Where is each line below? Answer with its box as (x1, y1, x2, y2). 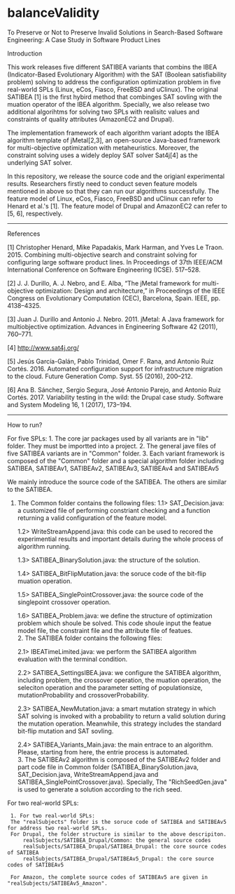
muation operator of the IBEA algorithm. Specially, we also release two (7, 100, 210, 108)
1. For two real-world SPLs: (10, 812, 96, 819)
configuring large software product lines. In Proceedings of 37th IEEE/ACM (7, 258, 222, 266)
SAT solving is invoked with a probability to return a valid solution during (17, 712, 226, 720)
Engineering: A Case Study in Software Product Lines (7, 35, 161, 44)
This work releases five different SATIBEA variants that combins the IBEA (7, 62, 218, 71)
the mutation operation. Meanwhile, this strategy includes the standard (17, 719, 222, 728)
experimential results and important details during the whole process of (17, 535, 224, 543)
